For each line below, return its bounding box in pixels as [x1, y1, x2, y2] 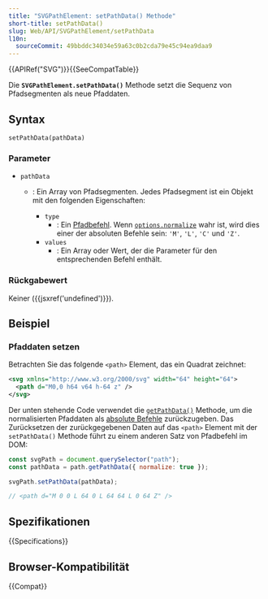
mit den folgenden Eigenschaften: [32, 196, 146, 206]
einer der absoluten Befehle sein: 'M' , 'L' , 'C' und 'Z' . [56, 228, 240, 238]
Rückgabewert [8, 275, 67, 286]
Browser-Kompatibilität [8, 560, 130, 574]
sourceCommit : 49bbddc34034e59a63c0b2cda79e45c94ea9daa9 [15, 42, 213, 50]
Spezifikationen [8, 514, 91, 528]
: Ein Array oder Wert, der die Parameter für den [56, 245, 218, 256]
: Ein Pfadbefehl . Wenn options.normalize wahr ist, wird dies [56, 220, 260, 230]
